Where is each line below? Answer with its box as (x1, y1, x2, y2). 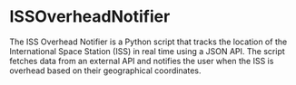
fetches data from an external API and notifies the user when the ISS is (9, 55, 274, 66)
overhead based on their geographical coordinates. (9, 65, 202, 76)
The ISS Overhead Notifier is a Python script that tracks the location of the (9, 36, 288, 47)
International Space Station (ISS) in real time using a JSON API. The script (9, 45, 286, 56)
